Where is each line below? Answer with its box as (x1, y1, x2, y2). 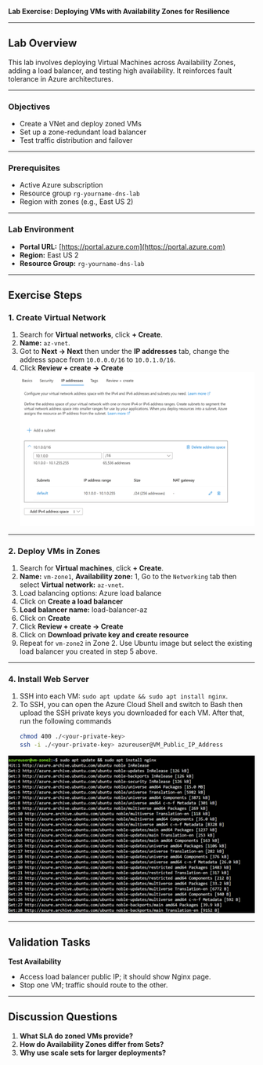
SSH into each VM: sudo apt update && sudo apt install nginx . (19, 691, 229, 701)
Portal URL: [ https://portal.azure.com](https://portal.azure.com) (19, 242, 225, 251)
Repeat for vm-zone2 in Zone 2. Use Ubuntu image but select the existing (19, 638, 253, 647)
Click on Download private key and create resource (19, 629, 189, 639)
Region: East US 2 (19, 250, 79, 260)
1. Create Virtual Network (8, 312, 106, 323)
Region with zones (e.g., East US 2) (19, 197, 134, 206)
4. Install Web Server (8, 673, 89, 684)
